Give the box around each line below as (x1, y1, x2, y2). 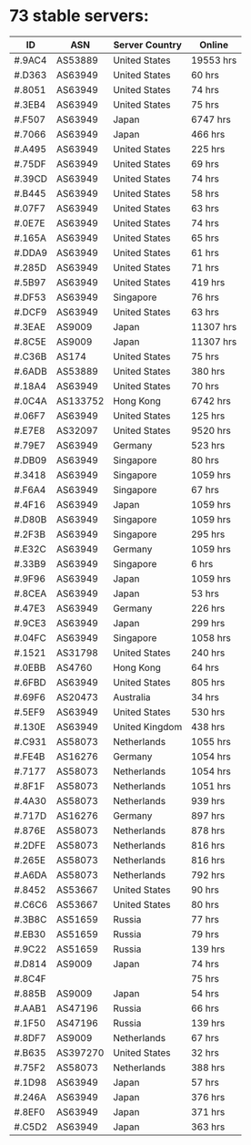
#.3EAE (14, 320, 46, 333)
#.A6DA (14, 868, 47, 881)
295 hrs (190, 528, 226, 541)
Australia (113, 690, 152, 703)
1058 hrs (190, 631, 232, 644)
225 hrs (190, 142, 226, 155)
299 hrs (190, 616, 226, 629)
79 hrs (190, 927, 220, 940)
